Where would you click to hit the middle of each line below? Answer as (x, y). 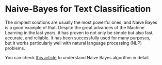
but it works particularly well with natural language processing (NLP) (73, 43)
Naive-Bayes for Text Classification (78, 9)
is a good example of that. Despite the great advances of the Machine (75, 27)
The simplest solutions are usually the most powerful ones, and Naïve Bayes (81, 22)
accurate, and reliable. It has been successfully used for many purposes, (78, 38)
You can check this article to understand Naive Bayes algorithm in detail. (77, 57)
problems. (15, 48)
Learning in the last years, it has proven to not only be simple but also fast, (80, 32)
